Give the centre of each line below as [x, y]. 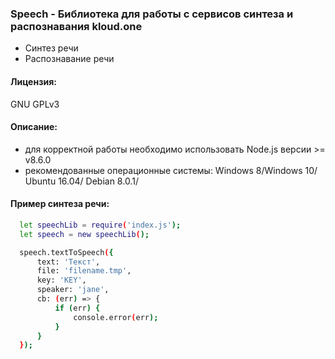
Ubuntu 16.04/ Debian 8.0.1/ [81, 181]
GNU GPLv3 [35, 104]
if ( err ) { [77, 308]
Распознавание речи [69, 59]
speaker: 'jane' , [73, 290]
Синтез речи [51, 48]
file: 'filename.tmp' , [84, 271]
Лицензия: [33, 81]
